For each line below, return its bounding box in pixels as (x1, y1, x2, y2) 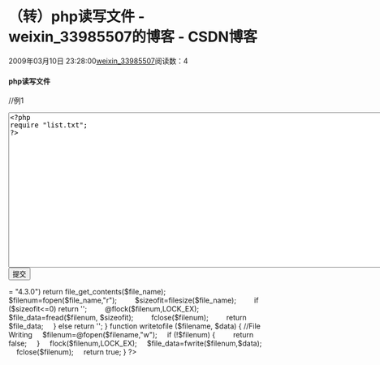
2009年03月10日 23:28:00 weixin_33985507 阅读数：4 (8, 56, 188, 66)
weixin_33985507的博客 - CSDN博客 (8, 28, 257, 46)
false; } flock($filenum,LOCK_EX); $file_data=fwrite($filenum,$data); (8, 338, 262, 349)
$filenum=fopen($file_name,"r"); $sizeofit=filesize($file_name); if (8, 295, 259, 305)
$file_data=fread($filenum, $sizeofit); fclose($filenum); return (8, 313, 248, 323)
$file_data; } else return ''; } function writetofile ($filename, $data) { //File (8, 321, 261, 331)
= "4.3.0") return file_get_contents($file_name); (8, 287, 166, 297)
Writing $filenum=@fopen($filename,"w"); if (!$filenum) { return (8, 330, 254, 340)
